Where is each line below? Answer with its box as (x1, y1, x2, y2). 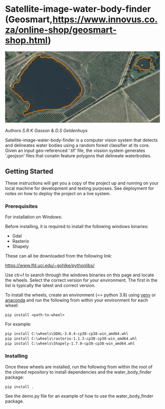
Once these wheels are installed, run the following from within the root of (5, 364, 153, 370)
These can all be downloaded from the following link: (5, 253, 112, 259)
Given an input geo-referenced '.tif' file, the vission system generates (5, 147, 145, 153)
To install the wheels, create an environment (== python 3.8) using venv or (5, 292, 156, 298)
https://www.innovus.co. (52, 14, 158, 25)
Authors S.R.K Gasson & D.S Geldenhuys (5, 128, 88, 134)
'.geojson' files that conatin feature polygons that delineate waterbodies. (5, 153, 152, 159)
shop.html (5, 35, 48, 46)
